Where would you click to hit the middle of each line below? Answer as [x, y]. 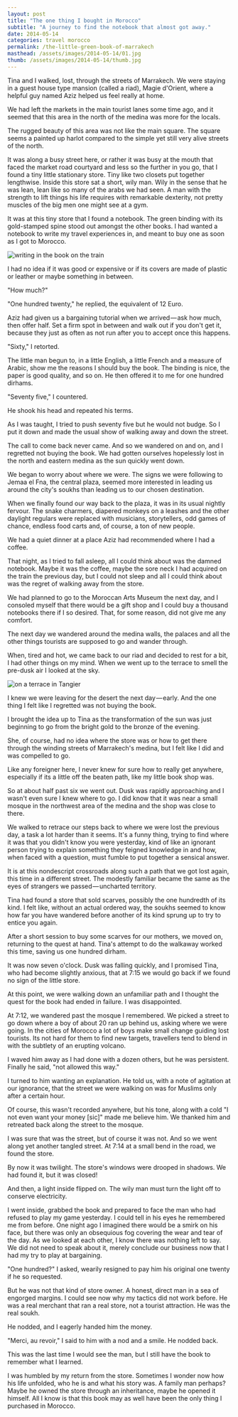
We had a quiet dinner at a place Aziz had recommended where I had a [111, 539]
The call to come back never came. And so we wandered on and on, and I [115, 446]
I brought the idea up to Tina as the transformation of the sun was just [109, 719]
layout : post [27, 14]
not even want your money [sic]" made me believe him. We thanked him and [119, 1117]
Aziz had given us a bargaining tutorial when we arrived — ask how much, [115, 318]
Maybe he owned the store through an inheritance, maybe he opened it [112, 1391]
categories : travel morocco [49, 41]
